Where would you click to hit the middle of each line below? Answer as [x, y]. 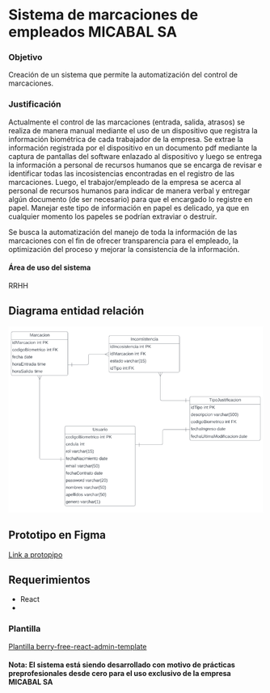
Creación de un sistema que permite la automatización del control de [123, 75]
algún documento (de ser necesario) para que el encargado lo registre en [131, 199]
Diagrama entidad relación [76, 311]
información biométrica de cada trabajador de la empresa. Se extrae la [126, 139]
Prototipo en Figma [57, 535]
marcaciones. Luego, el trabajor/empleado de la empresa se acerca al [124, 182]
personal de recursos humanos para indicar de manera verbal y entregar [129, 191]
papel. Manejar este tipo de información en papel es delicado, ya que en [129, 208]
